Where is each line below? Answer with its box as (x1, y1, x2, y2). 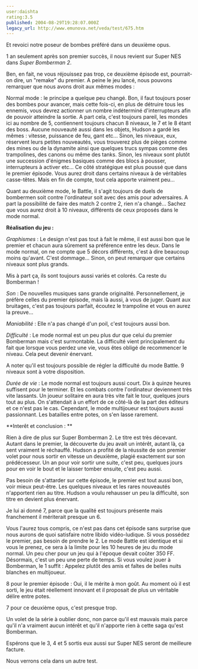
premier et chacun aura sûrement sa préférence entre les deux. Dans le (6, 242, 180, 249)
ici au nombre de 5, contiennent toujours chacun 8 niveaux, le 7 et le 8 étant (6, 119, 191, 127)
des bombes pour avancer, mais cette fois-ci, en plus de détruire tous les (6, 101, 184, 108)
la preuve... (6, 308, 34, 316)
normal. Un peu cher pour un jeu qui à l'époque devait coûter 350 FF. (6, 550, 175, 557)
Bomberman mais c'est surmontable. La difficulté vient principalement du (6, 338, 185, 345)
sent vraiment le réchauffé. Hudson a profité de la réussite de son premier (6, 447, 186, 454)
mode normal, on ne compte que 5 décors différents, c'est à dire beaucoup (6, 248, 189, 255)
